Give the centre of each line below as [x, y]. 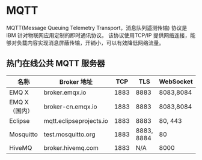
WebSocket [176, 81]
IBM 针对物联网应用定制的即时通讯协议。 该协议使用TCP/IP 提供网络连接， [98, 35]
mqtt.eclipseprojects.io [76, 120]
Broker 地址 [76, 81]
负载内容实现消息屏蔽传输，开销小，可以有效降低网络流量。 [90, 43]
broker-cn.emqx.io [70, 107]
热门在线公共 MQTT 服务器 [56, 64]
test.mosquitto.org [69, 134]
